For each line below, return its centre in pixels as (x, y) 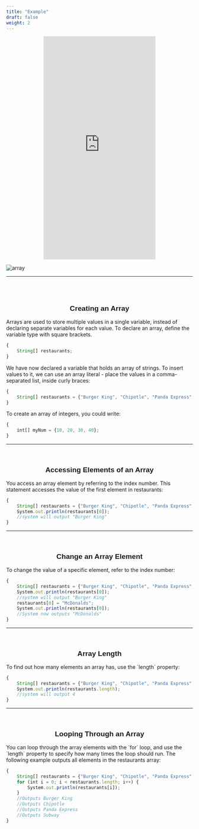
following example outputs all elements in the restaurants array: (84, 760)
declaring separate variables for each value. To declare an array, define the (98, 329)
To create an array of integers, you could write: (63, 414)
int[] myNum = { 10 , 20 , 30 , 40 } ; (58, 430)
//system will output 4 (46, 695)
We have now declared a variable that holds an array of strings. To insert (95, 368)
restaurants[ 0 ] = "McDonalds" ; (55, 603)
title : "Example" (28, 12)
